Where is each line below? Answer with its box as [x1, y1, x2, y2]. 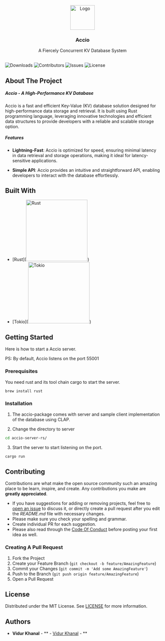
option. [5, 123, 20, 130]
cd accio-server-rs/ [5, 435, 48, 440]
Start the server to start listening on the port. [12, 444, 103, 450]
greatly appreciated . [5, 491, 48, 497]
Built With [5, 187, 36, 195]
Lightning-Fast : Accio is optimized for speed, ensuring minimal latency [12, 147, 157, 153]
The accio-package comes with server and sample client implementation [12, 411, 160, 417]
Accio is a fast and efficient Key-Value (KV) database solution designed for [5, 103, 156, 108]
